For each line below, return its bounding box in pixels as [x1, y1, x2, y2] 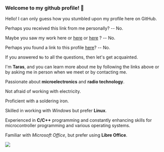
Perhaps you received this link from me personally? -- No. [5, 25, 123, 31]
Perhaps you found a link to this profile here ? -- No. [5, 45, 110, 51]
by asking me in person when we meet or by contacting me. [5, 69, 127, 75]
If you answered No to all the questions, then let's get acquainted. [5, 54, 138, 60]
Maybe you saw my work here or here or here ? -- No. [5, 35, 115, 41]
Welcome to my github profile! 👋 [5, 4, 84, 11]
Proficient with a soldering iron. [5, 98, 69, 104]
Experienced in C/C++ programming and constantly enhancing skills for [5, 117, 152, 123]
